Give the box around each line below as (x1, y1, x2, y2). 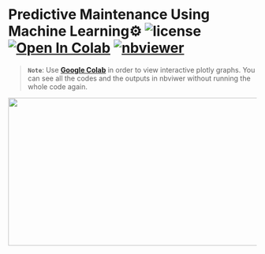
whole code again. (27, 81, 88, 92)
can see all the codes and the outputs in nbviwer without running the (27, 73, 251, 83)
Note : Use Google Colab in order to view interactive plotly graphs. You (27, 65, 256, 74)
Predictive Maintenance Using (8, 6, 211, 24)
